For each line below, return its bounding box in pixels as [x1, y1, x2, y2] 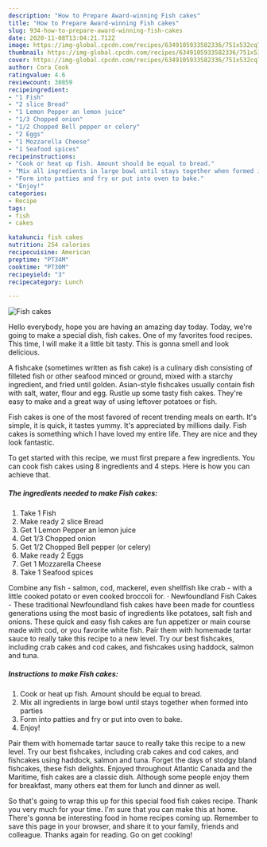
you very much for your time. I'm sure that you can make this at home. [8, 805, 238, 814]
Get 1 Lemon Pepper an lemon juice [19, 525, 137, 535]
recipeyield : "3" [8, 270, 66, 279]
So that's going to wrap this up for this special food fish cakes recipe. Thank [8, 796, 258, 806]
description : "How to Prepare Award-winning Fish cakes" [8, 11, 201, 20]
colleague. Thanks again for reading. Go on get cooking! [8, 830, 193, 840]
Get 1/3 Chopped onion [19, 534, 96, 543]
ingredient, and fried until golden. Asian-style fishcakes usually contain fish [8, 380, 256, 390]
